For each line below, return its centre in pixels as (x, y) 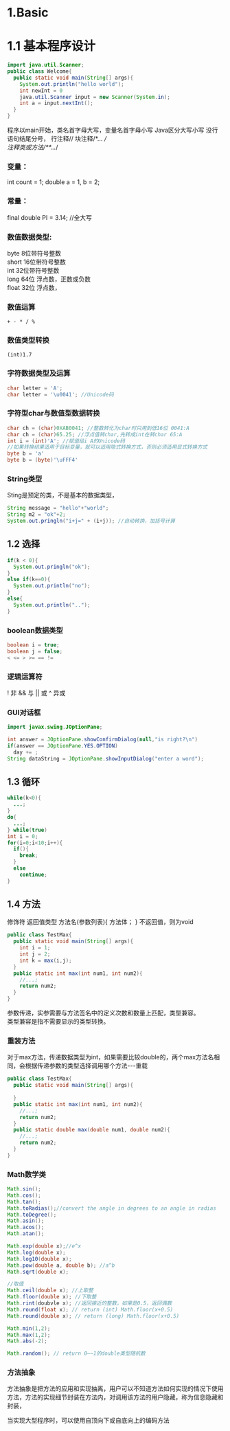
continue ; (34, 875)
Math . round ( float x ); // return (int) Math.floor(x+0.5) (90, 1309)
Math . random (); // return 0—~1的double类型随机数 (76, 1354)
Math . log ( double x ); (37, 1252)
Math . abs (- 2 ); (27, 1341)
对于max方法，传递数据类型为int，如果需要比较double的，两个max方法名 (111, 1057)
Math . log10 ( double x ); (39, 1259)
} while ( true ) (27, 830)
